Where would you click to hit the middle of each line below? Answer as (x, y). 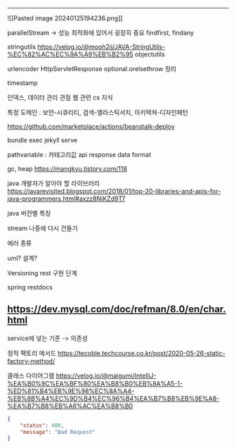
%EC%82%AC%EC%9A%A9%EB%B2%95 (70, 54)
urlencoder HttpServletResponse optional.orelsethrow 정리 (92, 69)
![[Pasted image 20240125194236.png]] (65, 18)
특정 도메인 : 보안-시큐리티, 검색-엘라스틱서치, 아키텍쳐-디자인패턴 (98, 112)
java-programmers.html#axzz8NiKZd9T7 (66, 199)
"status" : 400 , (42, 425)
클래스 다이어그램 (31, 375)
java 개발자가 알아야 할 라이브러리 (53, 183)
